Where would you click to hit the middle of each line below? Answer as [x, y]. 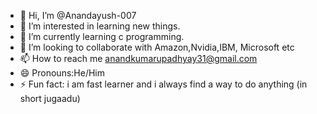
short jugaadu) [50, 98]
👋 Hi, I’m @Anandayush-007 [78, 15]
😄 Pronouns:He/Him [62, 73]
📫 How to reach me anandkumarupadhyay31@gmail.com [138, 58]
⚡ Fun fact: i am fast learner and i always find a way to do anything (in [163, 84]
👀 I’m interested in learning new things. [100, 26]
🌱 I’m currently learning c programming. [102, 36]
